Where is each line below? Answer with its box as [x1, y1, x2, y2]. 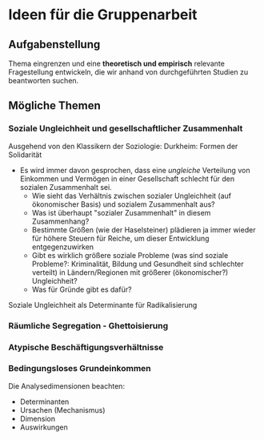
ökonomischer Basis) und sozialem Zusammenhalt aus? [31, 199, 215, 209]
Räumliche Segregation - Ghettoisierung [8, 320, 169, 331]
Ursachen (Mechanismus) [19, 405, 106, 414]
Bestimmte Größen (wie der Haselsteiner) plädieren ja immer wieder [31, 224, 256, 234]
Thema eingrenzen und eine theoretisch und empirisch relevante [8, 59, 226, 68]
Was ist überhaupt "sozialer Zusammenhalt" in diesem [31, 208, 211, 217]
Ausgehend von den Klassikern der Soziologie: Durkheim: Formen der [8, 141, 238, 151]
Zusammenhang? [31, 216, 90, 226]
